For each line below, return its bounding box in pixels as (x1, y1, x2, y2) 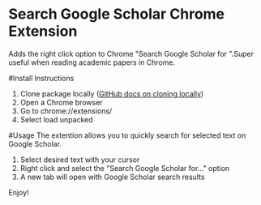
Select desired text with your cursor (19, 155, 140, 164)
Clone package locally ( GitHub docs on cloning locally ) (19, 88, 204, 98)
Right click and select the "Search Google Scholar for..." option (19, 163, 230, 173)
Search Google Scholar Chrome (8, 5, 225, 23)
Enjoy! (8, 187, 30, 197)
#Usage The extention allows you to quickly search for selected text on (8, 130, 246, 140)
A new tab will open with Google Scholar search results (19, 172, 205, 182)
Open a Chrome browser (19, 97, 103, 107)
